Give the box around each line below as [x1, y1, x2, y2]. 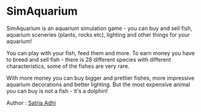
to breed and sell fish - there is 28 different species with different [6, 56, 171, 63]
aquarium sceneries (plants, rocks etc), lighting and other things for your [6, 31, 191, 38]
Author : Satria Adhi [6, 99, 57, 106]
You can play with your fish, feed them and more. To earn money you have [6, 49, 195, 56]
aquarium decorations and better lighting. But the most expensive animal [6, 81, 191, 88]
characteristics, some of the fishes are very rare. [6, 62, 130, 70]
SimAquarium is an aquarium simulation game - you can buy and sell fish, [6, 24, 192, 32]
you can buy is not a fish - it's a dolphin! [6, 87, 108, 94]
